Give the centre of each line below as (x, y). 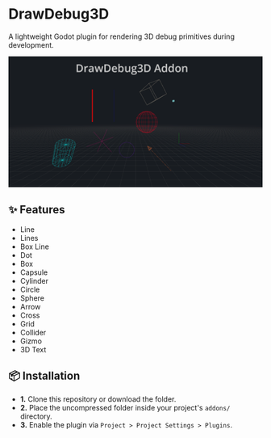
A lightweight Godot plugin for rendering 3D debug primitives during (122, 36)
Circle (30, 289)
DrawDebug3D (59, 14)
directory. (36, 416)
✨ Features (37, 210)
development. (31, 44)
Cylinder (34, 280)
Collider (33, 332)
